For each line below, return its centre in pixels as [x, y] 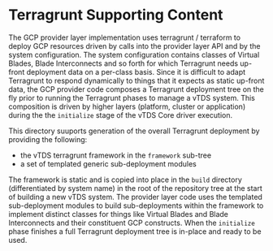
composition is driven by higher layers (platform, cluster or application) [127, 106]
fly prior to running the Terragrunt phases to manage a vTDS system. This [132, 97]
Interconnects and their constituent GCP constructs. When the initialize [132, 223]
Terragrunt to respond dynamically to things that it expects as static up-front [136, 80]
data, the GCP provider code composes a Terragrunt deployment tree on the [136, 89]
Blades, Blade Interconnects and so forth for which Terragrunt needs [123, 63]
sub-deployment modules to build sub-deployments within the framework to [136, 206]
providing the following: [48, 139]
